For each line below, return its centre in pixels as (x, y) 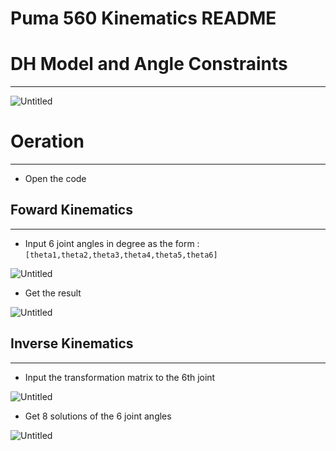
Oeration (47, 141)
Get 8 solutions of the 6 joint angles (98, 416)
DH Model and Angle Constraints (149, 64)
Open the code (55, 179)
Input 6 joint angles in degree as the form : (112, 243)
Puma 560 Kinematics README (143, 18)
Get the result (53, 293)
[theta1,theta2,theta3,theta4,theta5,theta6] (121, 255)
